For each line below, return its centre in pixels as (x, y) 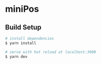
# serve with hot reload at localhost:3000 (51, 52)
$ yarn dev (16, 57)
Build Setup (23, 27)
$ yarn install (21, 43)
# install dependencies (30, 38)
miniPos (22, 9)
